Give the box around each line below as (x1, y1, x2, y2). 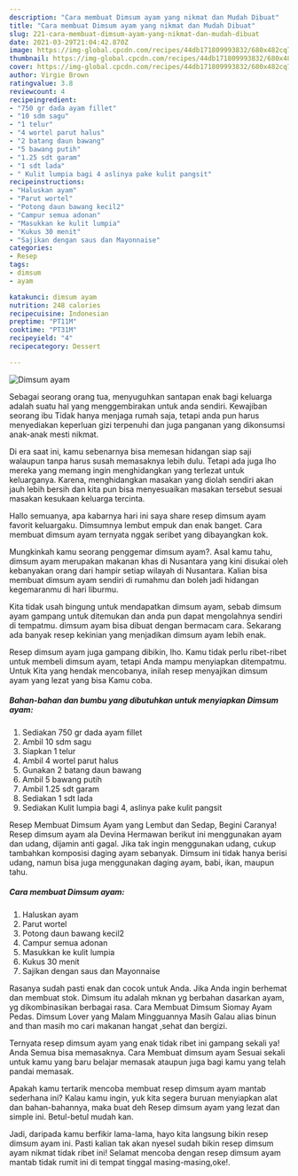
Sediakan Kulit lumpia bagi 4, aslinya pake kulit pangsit (21, 802, 223, 813)
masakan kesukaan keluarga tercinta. (9, 493, 145, 503)
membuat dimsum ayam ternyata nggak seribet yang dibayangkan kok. (9, 529, 269, 540)
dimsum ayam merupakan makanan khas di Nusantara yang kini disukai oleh (9, 556, 288, 566)
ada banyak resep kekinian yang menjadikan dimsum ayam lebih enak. (9, 629, 267, 640)
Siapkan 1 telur (21, 745, 76, 756)
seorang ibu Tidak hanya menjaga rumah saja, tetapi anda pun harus (9, 409, 260, 421)
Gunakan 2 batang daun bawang (21, 764, 142, 775)
